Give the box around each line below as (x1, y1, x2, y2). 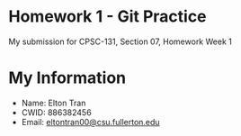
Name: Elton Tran (21, 97, 86, 108)
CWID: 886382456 (21, 106, 92, 118)
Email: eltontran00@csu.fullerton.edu (21, 116, 160, 127)
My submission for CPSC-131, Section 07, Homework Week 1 (8, 36, 233, 47)
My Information (8, 68, 127, 88)
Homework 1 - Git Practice (8, 6, 208, 27)
